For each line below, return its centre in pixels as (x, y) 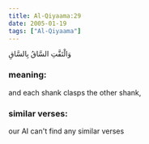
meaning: (28, 75)
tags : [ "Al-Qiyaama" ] (45, 31)
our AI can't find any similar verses (66, 131)
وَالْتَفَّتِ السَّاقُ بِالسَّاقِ (40, 54)
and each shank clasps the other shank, (75, 92)
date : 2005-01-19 (38, 23)
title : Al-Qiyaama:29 (45, 16)
